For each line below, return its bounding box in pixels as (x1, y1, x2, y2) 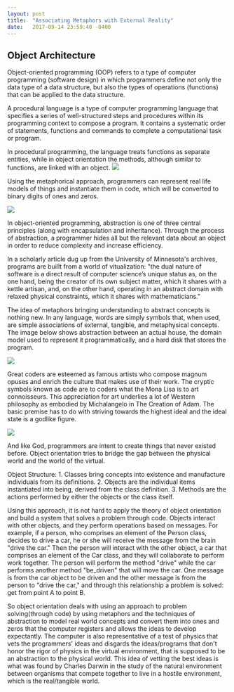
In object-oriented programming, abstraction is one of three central (7, 219, 201, 227)
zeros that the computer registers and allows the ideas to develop (7, 624, 197, 633)
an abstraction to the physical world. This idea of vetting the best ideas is (7, 655, 219, 663)
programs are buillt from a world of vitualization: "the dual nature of (7, 262, 202, 271)
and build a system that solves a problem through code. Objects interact (7, 514, 216, 523)
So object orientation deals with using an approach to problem (7, 602, 187, 610)
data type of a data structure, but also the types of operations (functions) (7, 83, 219, 91)
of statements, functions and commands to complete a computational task (7, 127, 222, 135)
